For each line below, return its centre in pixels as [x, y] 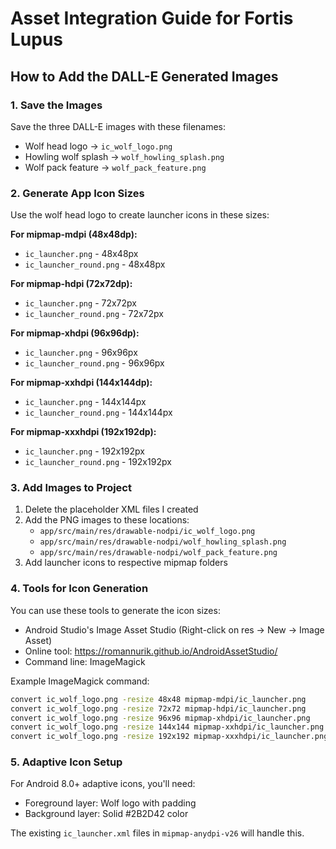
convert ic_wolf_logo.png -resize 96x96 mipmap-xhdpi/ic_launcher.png [160, 718]
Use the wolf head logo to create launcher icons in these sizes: [140, 215]
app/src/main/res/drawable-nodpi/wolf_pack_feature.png [158, 553]
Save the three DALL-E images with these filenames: [118, 126]
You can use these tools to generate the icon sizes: [115, 610]
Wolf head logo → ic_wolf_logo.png [98, 146]
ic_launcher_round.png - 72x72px [94, 314]
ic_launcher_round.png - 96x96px [94, 363]
